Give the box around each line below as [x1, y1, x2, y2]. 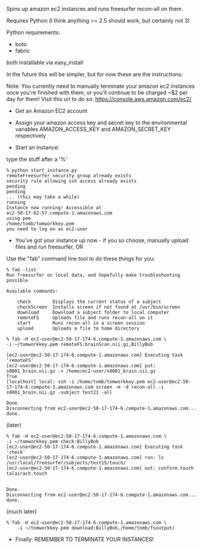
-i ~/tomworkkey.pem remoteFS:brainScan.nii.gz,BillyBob [6, 341, 153, 347]
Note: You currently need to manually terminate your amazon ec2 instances [6, 82, 195, 90]
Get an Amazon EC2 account [15, 107, 88, 115]
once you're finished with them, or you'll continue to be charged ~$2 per [6, 89, 188, 96]
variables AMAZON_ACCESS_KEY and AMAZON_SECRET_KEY [15, 126, 171, 133]
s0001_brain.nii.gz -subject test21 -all [6, 389, 113, 395]
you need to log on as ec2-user [6, 226, 88, 232]
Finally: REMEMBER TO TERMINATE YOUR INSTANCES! [15, 536, 154, 543]
